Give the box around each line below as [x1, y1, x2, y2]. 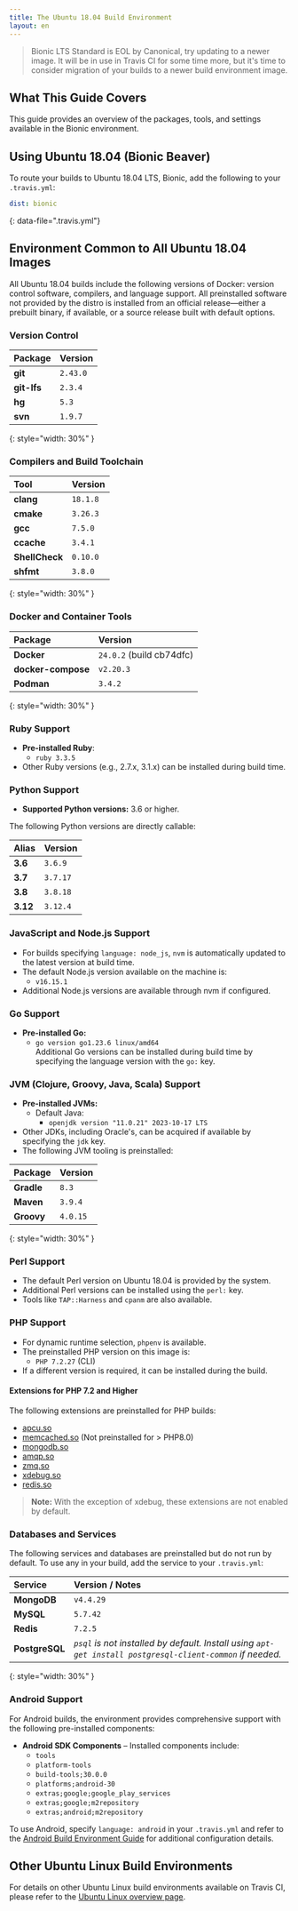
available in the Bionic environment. [9, 124, 139, 134]
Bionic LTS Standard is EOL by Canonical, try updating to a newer [30, 45, 271, 56]
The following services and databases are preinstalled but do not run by [9, 1548, 272, 1559]
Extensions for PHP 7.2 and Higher [9, 1386, 138, 1396]
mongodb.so [21, 1441, 69, 1451]
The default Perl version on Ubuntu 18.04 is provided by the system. [21, 1275, 271, 1286]
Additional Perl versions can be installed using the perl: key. [21, 1285, 244, 1296]
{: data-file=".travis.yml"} [9, 215, 101, 226]
